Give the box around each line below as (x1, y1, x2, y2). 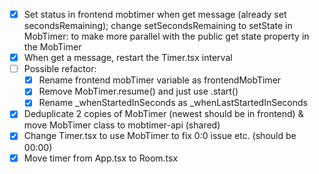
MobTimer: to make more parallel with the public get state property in (23, 30, 310, 43)
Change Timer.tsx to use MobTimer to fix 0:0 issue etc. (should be (23, 130, 297, 142)
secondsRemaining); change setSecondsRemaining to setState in (23, 20, 293, 32)
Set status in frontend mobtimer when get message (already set (23, 9, 287, 20)
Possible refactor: (23, 63, 97, 75)
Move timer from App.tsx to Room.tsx (23, 152, 179, 164)
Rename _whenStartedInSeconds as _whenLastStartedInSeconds (38, 97, 308, 109)
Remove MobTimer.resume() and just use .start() (38, 85, 239, 98)
